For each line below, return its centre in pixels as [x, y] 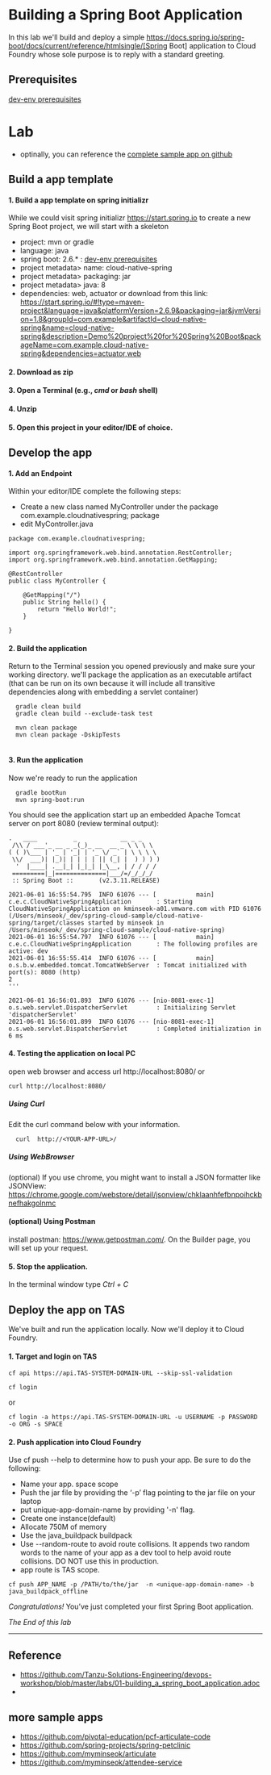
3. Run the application [46, 760]
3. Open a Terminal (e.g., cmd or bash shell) [83, 390]
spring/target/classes [46, 923]
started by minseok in [125, 923]
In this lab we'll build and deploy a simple [77, 37]
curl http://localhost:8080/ [57, 1086]
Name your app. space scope [69, 1484]
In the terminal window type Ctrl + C [69, 1284]
